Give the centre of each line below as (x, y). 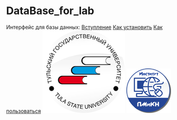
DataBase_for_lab (50, 11)
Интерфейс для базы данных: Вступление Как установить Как (85, 27)
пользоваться (24, 111)
